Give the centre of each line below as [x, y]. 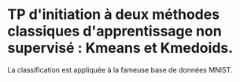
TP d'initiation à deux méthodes [114, 15]
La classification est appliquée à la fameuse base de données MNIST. [120, 69]
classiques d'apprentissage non [114, 31]
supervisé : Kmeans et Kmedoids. [120, 48]
